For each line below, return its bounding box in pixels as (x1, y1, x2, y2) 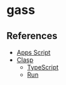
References (6, 30, 58, 42)
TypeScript (26, 63, 59, 71)
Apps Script (16, 48, 51, 56)
